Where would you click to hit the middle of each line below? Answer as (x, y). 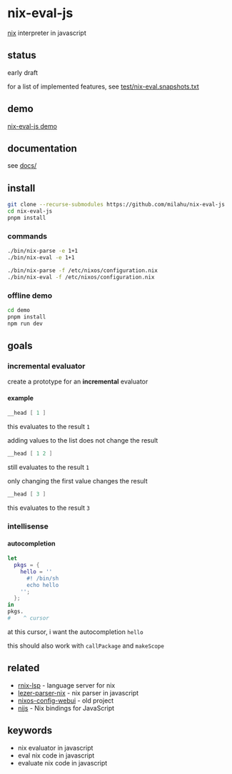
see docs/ (22, 166)
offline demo (30, 296)
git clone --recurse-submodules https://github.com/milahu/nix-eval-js (116, 205)
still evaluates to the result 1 (48, 467)
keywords (30, 731)
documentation (42, 148)
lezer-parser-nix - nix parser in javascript (78, 693)
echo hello (42, 585)
